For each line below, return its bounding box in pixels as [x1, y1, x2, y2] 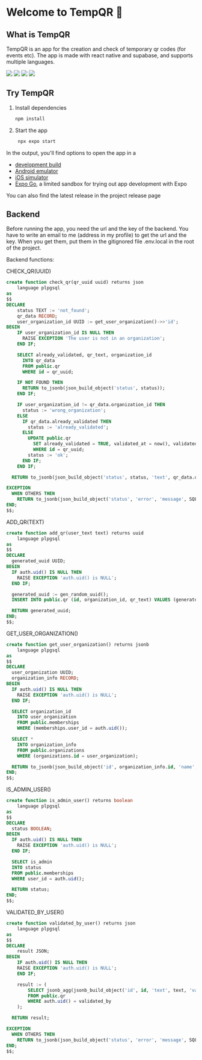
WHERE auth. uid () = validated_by [28, 999, 112, 1005]
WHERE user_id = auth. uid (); [11, 876, 85, 882]
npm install [14, 116, 45, 122]
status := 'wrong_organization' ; [22, 407, 106, 413]
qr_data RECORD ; [17, 313, 58, 319]
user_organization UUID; [11, 670, 74, 676]
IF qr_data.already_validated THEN [22, 418, 112, 424]
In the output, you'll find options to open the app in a [6, 149, 136, 156]
